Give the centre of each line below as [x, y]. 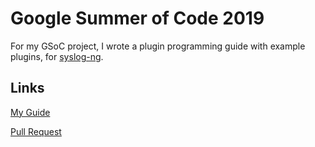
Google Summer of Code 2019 [137, 18]
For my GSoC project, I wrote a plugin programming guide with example [158, 46]
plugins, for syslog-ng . [57, 56]
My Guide [30, 112]
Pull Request [36, 131]
